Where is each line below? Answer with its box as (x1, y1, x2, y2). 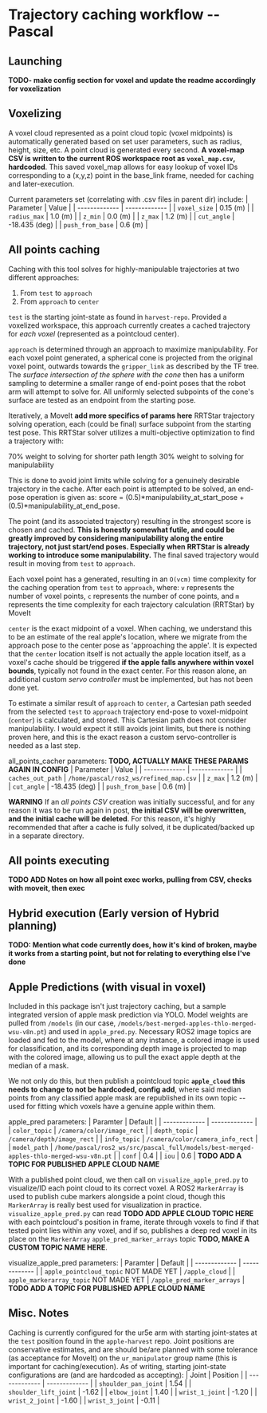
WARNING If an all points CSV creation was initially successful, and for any (8, 797, 255, 806)
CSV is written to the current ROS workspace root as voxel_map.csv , (8, 153, 236, 163)
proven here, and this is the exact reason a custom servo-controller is (8, 732, 237, 742)
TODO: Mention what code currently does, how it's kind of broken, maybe (8, 940, 257, 950)
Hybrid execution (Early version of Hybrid (8, 907, 220, 920)
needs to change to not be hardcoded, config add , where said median (8, 1084, 241, 1094)
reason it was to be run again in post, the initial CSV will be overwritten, (8, 805, 247, 815)
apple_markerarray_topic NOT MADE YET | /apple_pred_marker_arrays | (8, 1275, 245, 1285)
